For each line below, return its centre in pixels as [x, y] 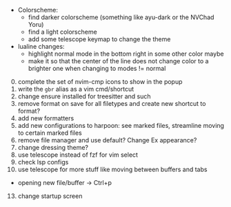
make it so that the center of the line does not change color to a [118, 61]
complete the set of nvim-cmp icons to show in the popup [100, 81]
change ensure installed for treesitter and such [84, 96]
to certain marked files [50, 133]
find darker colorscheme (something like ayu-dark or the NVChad [121, 17]
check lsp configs [43, 162]
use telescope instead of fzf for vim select [78, 155]
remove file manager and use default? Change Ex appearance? [107, 140]
